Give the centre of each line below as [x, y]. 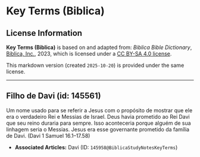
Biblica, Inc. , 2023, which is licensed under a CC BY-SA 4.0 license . [89, 54]
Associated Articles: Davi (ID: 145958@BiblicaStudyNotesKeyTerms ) [96, 147]
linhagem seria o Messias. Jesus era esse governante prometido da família [98, 129]
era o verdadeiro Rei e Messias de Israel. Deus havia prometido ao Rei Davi [98, 116]
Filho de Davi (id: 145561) [54, 96]
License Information [44, 33]
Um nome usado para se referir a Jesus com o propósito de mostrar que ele [99, 110]
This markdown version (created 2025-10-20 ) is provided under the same [95, 65]
